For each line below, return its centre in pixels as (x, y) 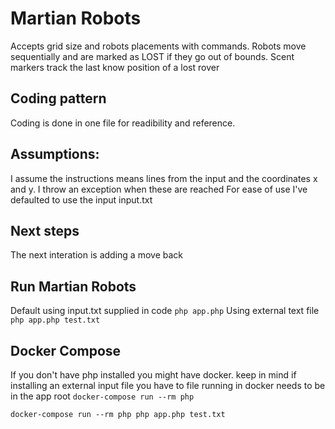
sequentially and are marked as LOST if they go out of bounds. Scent (152, 56)
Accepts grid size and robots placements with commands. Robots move (158, 46)
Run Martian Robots (73, 286)
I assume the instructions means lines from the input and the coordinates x (164, 178)
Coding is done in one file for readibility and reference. (123, 123)
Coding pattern (58, 98)
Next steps (45, 230)
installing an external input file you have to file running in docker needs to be (168, 385)
